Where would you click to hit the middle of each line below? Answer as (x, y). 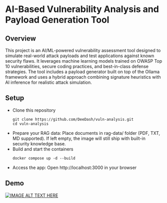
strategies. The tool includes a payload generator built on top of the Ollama (82, 72)
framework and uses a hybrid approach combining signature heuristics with (83, 77)
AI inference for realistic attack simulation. (48, 82)
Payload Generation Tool (57, 20)
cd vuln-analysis (30, 124)
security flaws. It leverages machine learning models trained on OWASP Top (84, 61)
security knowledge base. (39, 143)
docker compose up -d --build (44, 158)
